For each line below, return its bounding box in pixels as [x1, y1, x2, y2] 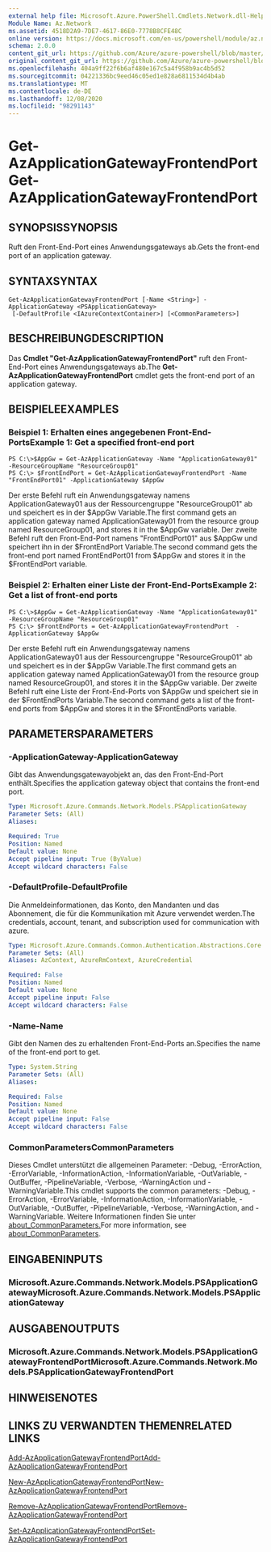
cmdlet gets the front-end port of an [134, 370, 256, 380]
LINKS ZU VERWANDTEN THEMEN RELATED [8, 1418, 232, 1432]
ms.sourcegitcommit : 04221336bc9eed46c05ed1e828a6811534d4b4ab [8, 72, 226, 80]
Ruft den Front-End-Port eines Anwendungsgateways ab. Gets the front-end [8, 242, 260, 252]
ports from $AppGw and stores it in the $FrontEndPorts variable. [23, 703, 237, 713]
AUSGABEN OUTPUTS [8, 1322, 120, 1336]
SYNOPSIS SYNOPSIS [8, 220, 119, 235]
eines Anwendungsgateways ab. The [40, 362, 161, 371]
